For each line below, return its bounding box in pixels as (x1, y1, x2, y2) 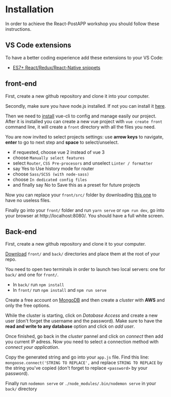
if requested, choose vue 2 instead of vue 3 (12, 149, 105, 155)
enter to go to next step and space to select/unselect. (5, 139, 119, 145)
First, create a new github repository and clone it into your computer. (5, 93, 150, 99)
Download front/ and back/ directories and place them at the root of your (5, 251, 160, 257)
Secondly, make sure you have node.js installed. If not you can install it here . (5, 103, 166, 109)
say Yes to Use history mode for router (12, 165, 94, 171)
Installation (5, 4, 54, 15)
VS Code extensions (5, 41, 71, 50)
